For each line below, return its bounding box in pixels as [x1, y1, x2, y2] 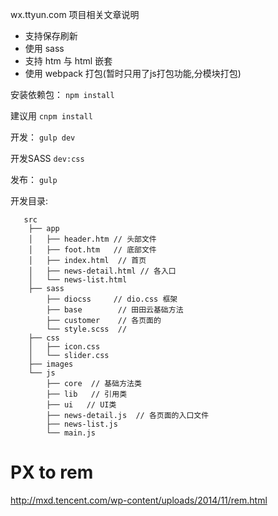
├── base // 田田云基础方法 [46, 305, 184, 315]
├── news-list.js [46, 419, 118, 429]
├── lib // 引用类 [46, 389, 128, 399]
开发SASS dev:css [10, 153, 85, 164]
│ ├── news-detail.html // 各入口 [28, 266, 177, 276]
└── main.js [46, 428, 97, 438]
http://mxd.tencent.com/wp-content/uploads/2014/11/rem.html [10, 494, 268, 506]
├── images [28, 359, 74, 369]
